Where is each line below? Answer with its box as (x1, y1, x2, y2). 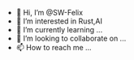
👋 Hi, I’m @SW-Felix (15, 8, 84, 17)
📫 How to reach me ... (15, 43, 92, 52)
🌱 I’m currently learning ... (15, 25, 103, 34)
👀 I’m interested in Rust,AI (15, 16, 103, 26)
